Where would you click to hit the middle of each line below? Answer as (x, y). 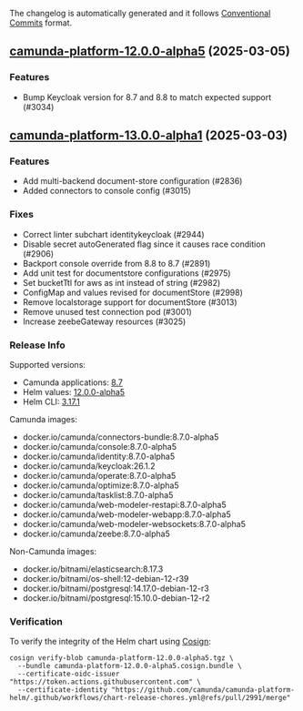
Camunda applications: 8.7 (72, 382)
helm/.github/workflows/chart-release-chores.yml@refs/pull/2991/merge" (150, 698)
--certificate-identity (62, 690)
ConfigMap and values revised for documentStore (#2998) (133, 292)
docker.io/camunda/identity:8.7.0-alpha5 (99, 456)
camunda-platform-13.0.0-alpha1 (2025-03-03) (149, 136)
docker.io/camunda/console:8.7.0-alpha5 (100, 446)
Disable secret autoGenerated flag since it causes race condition (144, 244)
